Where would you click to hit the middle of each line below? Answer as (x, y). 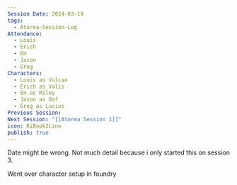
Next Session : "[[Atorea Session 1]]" (64, 119)
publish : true (28, 133)
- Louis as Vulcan (41, 80)
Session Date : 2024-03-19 (45, 14)
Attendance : (25, 34)
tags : (15, 21)
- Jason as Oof (36, 100)
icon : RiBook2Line (34, 126)
